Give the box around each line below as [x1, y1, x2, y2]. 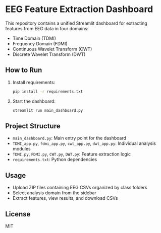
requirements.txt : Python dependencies [12, 157, 97, 163]
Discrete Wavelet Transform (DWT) [12, 51, 86, 57]
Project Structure [5, 122, 61, 130]
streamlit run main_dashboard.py [12, 108, 83, 113]
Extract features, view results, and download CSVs [12, 195, 118, 201]
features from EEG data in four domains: [5, 25, 89, 31]
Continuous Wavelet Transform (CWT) [12, 46, 92, 52]
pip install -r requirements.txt [12, 89, 83, 94]
